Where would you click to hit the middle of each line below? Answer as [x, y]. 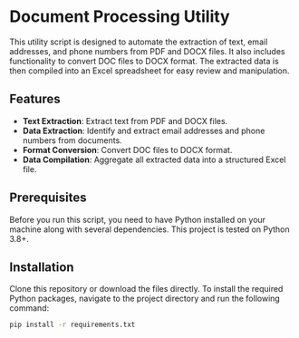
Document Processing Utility [120, 17]
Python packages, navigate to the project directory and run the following [145, 299]
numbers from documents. [72, 140]
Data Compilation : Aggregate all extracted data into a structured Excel [154, 159]
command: [29, 308]
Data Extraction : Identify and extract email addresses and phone [144, 130]
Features [35, 99]
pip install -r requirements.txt [72, 325]
